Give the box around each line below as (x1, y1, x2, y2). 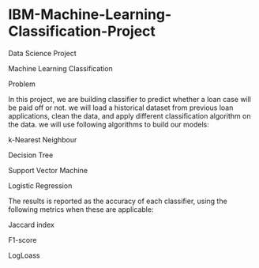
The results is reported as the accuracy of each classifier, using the (8, 196, 227, 206)
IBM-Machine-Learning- (8, 6, 172, 24)
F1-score (8, 235, 37, 244)
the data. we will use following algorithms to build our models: (8, 119, 209, 129)
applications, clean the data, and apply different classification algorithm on (8, 111, 251, 120)
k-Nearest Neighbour (8, 134, 77, 144)
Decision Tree (8, 150, 54, 160)
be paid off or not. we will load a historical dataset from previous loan (8, 103, 234, 112)
